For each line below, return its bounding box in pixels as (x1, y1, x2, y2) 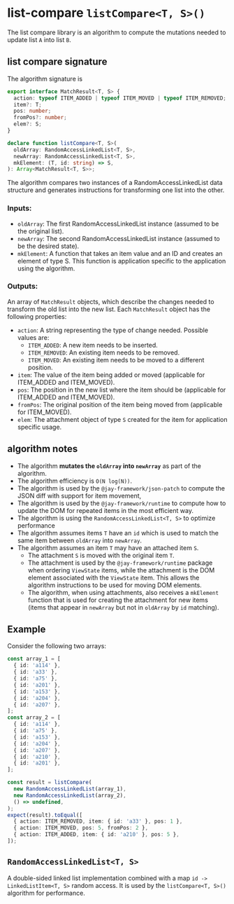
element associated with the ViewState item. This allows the (27, 573, 200, 582)
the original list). (17, 226, 64, 235)
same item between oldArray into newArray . (17, 536, 142, 545)
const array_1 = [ (7, 655, 61, 663)
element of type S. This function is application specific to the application (17, 256, 226, 265)
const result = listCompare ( (7, 779, 92, 786)
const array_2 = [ (7, 714, 61, 721)
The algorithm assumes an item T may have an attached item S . (17, 543, 199, 552)
